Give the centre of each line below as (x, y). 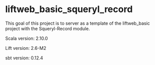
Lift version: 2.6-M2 (26, 48)
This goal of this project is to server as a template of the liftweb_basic (78, 23)
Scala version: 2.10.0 (27, 38)
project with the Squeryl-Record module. (47, 28)
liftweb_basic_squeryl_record (69, 9)
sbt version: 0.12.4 (24, 58)
